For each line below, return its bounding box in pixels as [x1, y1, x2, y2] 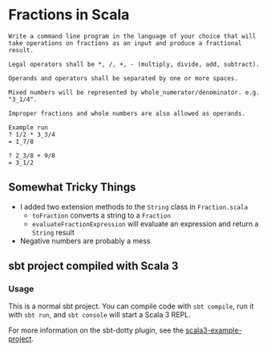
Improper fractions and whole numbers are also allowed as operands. [8, 109, 246, 117]
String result [31, 227, 75, 237]
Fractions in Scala [8, 6, 130, 24]
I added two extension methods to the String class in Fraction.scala [19, 202, 249, 211]
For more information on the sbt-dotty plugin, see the [8, 325, 184, 335]
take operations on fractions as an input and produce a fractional [8, 39, 242, 47]
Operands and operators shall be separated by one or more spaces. [8, 74, 239, 82]
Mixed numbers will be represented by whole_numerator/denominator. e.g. [8, 88, 261, 96]
